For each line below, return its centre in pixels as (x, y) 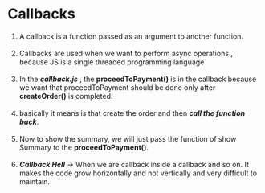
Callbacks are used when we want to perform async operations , (126, 53)
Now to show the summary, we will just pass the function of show (128, 138)
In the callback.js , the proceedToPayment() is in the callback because (138, 79)
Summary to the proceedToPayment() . (84, 147)
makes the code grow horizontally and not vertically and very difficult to (138, 173)
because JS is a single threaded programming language (112, 62)
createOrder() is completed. (66, 96)
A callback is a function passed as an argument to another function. (131, 36)
